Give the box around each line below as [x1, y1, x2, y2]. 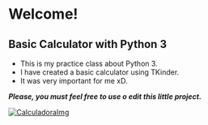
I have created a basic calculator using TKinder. [19, 67, 180, 77]
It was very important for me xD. [19, 76, 128, 85]
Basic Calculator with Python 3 [8, 37, 168, 51]
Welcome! [8, 5, 79, 24]
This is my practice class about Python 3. [19, 58, 158, 68]
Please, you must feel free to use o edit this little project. [8, 92, 202, 101]
